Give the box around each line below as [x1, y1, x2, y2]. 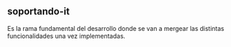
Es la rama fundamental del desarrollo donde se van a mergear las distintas [7, 24, 225, 32]
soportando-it [7, 6, 70, 18]
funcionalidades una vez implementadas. [7, 32, 126, 40]
